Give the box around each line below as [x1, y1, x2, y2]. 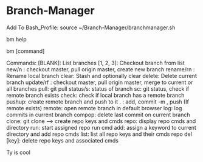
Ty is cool [6, 149, 30, 156]
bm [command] [6, 47, 45, 55]
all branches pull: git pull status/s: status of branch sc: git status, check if [6, 85, 190, 92]
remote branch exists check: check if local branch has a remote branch [6, 91, 185, 99]
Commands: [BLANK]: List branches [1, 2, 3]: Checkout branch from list [6, 59, 185, 66]
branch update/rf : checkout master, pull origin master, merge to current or [6, 79, 193, 86]
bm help [6, 35, 27, 43]
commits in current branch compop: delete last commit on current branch [6, 111, 190, 118]
